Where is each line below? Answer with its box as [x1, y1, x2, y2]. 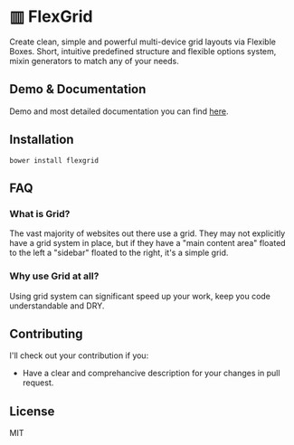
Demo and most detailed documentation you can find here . [9, 106, 229, 117]
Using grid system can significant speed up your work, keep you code [9, 290, 271, 301]
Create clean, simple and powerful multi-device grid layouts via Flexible [9, 36, 276, 47]
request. [22, 377, 54, 388]
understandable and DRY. [9, 300, 105, 311]
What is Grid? [9, 207, 71, 220]
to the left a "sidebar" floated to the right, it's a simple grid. [9, 247, 229, 259]
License [9, 403, 55, 419]
